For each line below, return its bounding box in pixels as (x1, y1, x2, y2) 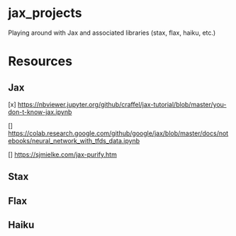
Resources (8, 53, 73, 69)
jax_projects (8, 5, 82, 21)
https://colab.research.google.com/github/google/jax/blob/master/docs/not (8, 129, 229, 137)
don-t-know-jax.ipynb (8, 108, 72, 116)
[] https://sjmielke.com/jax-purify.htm (8, 150, 118, 159)
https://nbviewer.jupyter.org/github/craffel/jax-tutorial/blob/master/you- (17, 100, 227, 108)
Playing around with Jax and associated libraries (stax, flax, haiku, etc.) (8, 28, 216, 37)
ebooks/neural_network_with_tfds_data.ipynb (8, 136, 140, 145)
